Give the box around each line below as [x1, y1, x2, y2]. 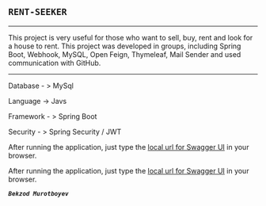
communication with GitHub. [8, 58, 101, 67]
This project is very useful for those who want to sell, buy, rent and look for [8, 32, 253, 42]
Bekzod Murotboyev [8, 189, 69, 197]
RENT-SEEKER [8, 6, 67, 18]
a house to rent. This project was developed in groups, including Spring [8, 41, 241, 51]
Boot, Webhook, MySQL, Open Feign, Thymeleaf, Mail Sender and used [8, 49, 241, 59]
